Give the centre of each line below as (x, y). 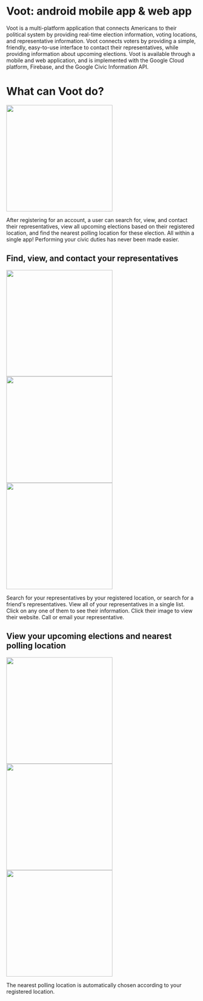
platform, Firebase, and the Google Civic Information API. (78, 67)
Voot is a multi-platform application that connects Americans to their (92, 28)
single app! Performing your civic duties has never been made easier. (93, 239)
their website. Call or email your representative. (65, 617)
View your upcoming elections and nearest (89, 636)
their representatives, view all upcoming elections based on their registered (101, 226)
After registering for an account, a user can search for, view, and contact (97, 220)
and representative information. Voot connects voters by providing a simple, (101, 41)
